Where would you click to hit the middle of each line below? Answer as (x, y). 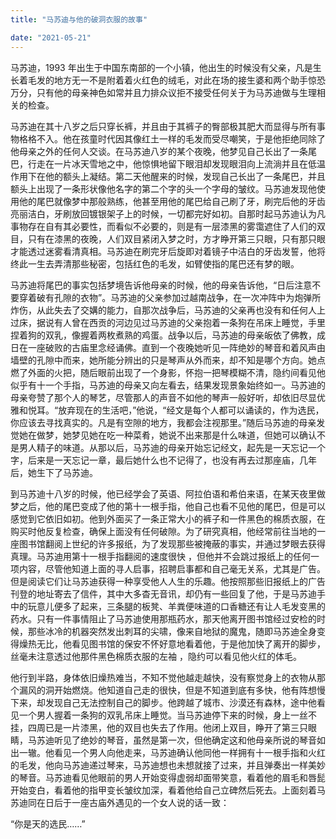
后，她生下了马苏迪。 (54, 472)
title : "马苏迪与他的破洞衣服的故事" (79, 19)
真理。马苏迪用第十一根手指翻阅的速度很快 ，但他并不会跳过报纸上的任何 (160, 556)
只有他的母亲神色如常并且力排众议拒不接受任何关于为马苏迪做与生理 (176, 92)
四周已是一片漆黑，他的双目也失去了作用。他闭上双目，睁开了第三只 (167, 727)
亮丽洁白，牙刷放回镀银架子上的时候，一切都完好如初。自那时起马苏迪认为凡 (168, 213)
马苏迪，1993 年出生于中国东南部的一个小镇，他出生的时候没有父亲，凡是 (161, 67)
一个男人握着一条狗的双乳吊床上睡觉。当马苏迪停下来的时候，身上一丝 (163, 715)
